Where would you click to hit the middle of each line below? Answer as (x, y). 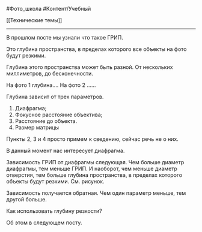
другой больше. (26, 199)
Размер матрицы (37, 127)
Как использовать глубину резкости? (54, 211)
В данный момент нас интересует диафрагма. (66, 150)
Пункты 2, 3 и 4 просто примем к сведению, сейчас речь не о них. (92, 139)
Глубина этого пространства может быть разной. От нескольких (90, 67)
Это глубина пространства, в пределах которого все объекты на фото (96, 49)
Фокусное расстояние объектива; (59, 115)
